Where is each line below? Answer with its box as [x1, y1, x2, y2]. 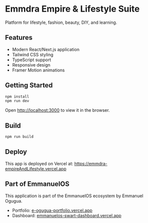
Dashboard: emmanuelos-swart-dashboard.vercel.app [12, 212, 122, 218]
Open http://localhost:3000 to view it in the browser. [5, 107, 110, 113]
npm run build [5, 135, 34, 139]
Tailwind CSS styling [12, 51, 54, 57]
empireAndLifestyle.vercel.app [5, 166, 67, 172]
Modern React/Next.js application [12, 46, 79, 52]
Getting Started [5, 81, 53, 89]
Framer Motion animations [12, 67, 65, 73]
